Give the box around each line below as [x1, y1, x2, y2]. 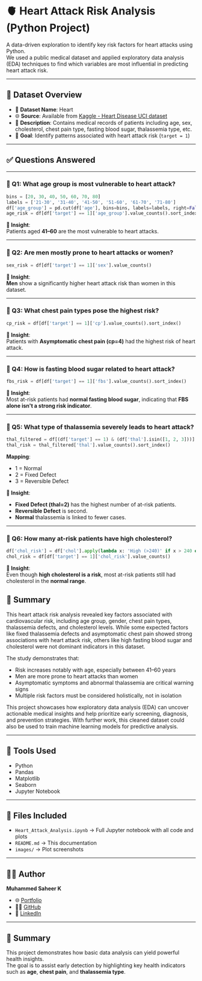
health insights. [6, 956, 44, 963]
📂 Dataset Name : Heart [14, 106, 73, 113]
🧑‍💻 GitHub [14, 903, 41, 910]
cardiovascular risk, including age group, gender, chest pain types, [6, 617, 172, 624]
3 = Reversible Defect [14, 477, 69, 485]
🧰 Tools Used [6, 746, 57, 756]
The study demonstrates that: [6, 654, 80, 661]
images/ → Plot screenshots [14, 846, 84, 853]
